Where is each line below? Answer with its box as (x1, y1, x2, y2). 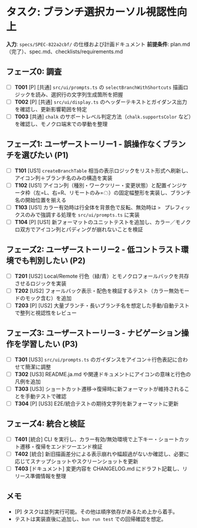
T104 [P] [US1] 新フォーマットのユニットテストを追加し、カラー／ (14, 218, 176, 225)
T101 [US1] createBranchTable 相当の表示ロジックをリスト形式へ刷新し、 (14, 167, 192, 174)
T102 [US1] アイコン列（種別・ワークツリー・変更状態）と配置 (14, 182, 166, 189)
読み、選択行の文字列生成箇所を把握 (35, 91, 123, 98)
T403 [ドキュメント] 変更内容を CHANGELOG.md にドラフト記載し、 (14, 465, 183, 472)
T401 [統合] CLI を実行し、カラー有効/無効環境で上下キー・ (14, 436, 159, 443)
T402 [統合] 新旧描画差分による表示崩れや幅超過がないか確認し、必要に (14, 450, 189, 457)
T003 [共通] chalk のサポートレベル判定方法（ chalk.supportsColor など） (14, 113, 192, 120)
